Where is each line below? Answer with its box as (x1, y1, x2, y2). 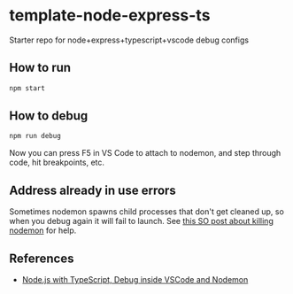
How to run (9, 60, 72, 75)
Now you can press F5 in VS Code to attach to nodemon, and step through (9, 148, 281, 159)
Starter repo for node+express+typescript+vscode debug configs (9, 35, 250, 45)
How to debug (9, 108, 89, 124)
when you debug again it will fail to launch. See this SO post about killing (9, 216, 274, 227)
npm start (9, 83, 46, 93)
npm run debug (9, 132, 62, 141)
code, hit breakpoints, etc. (9, 157, 104, 168)
